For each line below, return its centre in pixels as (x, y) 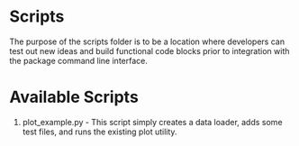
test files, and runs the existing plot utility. (100, 132)
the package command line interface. (79, 60)
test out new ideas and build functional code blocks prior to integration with (149, 50)
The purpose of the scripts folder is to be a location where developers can (147, 41)
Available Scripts (74, 97)
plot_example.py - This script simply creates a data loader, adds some (152, 122)
